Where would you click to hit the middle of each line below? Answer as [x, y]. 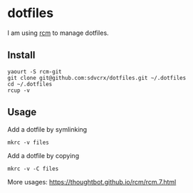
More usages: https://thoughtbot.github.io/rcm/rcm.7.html [92, 182]
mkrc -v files [28, 142]
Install [21, 55]
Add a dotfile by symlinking [47, 129]
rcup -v [19, 90]
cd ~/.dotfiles [30, 84]
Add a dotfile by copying [43, 155]
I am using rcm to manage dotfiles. [58, 33]
